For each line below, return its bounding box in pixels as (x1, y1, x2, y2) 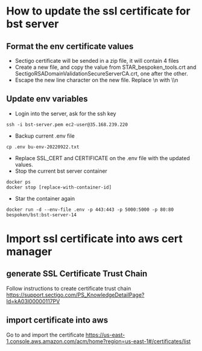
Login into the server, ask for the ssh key (14, 110, 116, 117)
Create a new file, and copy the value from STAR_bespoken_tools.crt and (14, 63, 197, 71)
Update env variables (6, 94, 89, 104)
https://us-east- (85, 331, 125, 338)
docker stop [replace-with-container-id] (6, 184, 112, 190)
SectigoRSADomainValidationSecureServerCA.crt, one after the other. (14, 70, 188, 77)
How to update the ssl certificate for (6, 4, 191, 18)
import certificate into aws (6, 315, 109, 326)
